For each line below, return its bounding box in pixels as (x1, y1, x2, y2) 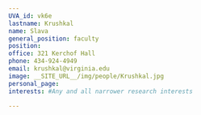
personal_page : (8, 79, 60, 87)
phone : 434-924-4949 (8, 57, 78, 66)
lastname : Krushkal (8, 19, 74, 28)
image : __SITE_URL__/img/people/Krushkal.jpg (8, 72, 164, 80)
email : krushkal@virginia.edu (8, 65, 111, 73)
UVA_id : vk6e (8, 11, 52, 20)
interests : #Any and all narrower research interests (8, 87, 194, 96)
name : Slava (8, 27, 48, 35)
